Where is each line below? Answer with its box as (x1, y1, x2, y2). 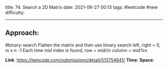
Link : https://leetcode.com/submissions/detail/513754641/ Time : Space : (5, 57, 154, 63)
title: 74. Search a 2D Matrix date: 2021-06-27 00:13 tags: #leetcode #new (5, 4, 158, 10)
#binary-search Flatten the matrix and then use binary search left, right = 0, (5, 42, 161, 48)
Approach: (5, 28, 39, 37)
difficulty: (5, 9, 25, 15)
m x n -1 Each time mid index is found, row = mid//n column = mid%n (5, 47, 147, 53)
